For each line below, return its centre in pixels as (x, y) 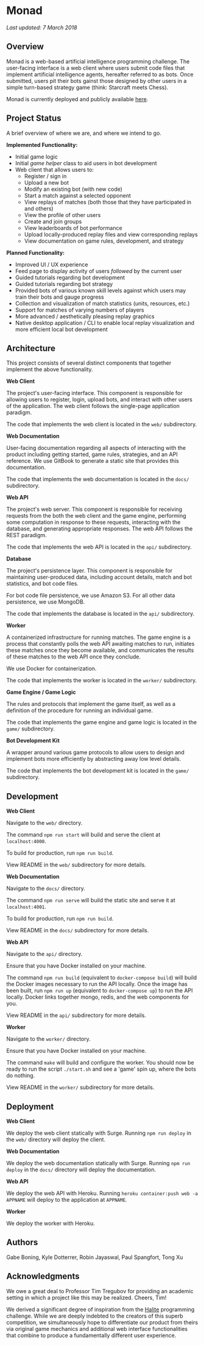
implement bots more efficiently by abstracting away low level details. (94, 759)
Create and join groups (53, 221)
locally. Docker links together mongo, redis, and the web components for (98, 997)
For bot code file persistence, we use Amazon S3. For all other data (91, 596)
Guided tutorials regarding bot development (70, 277)
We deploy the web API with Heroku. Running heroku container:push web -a (102, 1193)
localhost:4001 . (26, 907)
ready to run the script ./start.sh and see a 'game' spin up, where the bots (101, 1069)
